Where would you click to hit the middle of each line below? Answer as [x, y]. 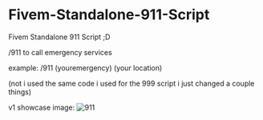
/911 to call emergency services [60, 52]
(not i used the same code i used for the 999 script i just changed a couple [131, 83]
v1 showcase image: [42, 107]
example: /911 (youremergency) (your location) [85, 68]
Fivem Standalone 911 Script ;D [59, 37]
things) [20, 92]
